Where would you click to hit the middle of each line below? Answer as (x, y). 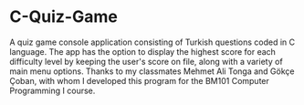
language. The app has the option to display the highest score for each (143, 51)
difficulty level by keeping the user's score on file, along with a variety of (146, 61)
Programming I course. (52, 90)
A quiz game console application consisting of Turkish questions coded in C (152, 42)
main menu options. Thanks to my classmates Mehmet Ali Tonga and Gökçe (152, 71)
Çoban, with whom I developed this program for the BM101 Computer (139, 80)
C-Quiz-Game (64, 17)
